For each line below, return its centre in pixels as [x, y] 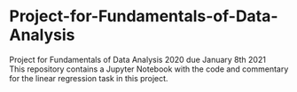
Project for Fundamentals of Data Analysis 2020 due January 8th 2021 [137, 59]
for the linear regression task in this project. [89, 78]
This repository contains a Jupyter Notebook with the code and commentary [149, 69]
